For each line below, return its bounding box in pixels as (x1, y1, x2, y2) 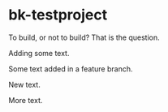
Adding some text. (8, 48, 70, 58)
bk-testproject (8, 6, 108, 24)
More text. (8, 95, 43, 105)
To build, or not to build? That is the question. (8, 32, 160, 42)
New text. (8, 80, 41, 89)
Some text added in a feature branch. (8, 63, 133, 74)
